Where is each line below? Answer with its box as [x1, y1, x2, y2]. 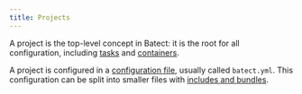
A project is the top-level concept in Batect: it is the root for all [9, 38, 241, 48]
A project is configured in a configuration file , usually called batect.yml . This [9, 64, 294, 75]
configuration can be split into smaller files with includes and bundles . [9, 73, 269, 85]
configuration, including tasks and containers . [9, 47, 180, 58]
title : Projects [9, 13, 70, 22]
